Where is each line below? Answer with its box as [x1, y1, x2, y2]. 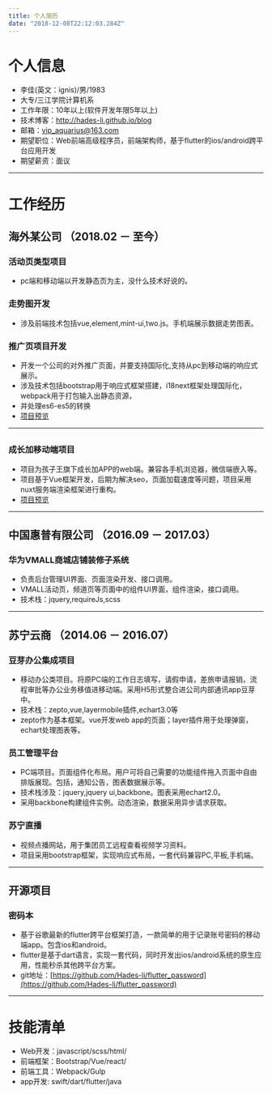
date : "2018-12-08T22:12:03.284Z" [8, 19, 125, 28]
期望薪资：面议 [19, 156, 70, 166]
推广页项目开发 [8, 340, 67, 352]
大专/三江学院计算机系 [19, 95, 95, 105]
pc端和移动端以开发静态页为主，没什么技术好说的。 [19, 276, 193, 286]
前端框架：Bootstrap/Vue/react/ [19, 1057, 127, 1066]
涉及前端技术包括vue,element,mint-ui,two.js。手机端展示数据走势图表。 [19, 318, 258, 328]
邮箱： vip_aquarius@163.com [19, 126, 119, 135]
